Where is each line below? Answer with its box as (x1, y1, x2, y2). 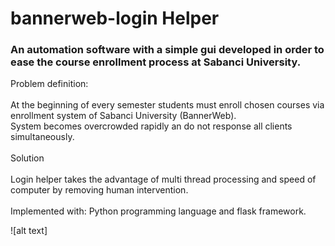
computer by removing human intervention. (10, 184, 189, 196)
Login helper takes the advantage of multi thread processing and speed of (10, 173, 317, 186)
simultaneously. (10, 131, 75, 143)
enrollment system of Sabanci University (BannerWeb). (10, 110, 237, 122)
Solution (10, 152, 45, 164)
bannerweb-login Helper (10, 7, 220, 30)
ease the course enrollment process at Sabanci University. (10, 55, 302, 69)
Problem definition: (10, 78, 89, 90)
